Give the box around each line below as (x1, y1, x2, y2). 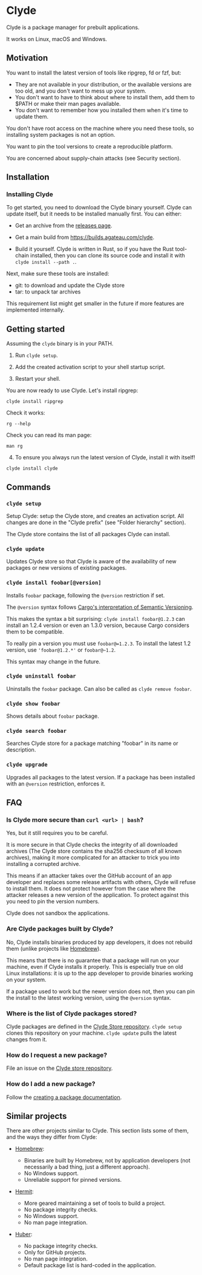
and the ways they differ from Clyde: (6, 1133, 98, 1141)
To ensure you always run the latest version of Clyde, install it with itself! (15, 454, 195, 461)
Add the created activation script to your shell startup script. (15, 364, 166, 371)
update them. (15, 113, 48, 120)
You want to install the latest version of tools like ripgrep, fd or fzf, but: (6, 69, 181, 76)
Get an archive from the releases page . (15, 222, 113, 229)
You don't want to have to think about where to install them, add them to (15, 93, 195, 100)
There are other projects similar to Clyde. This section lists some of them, (6, 1127, 189, 1135)
